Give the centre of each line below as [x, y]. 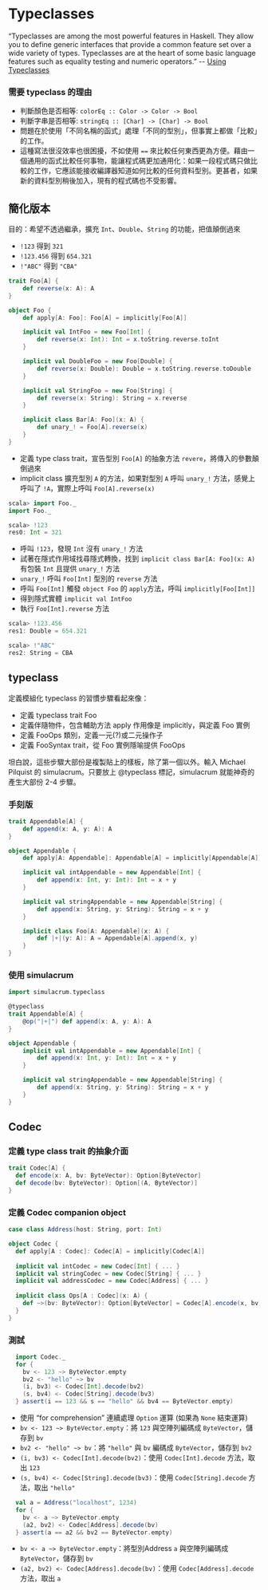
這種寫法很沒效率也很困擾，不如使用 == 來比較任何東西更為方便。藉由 [134, 151]
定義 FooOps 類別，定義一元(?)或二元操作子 [91, 735]
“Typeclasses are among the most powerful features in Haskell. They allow [131, 36]
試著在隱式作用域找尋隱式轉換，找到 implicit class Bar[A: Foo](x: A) [137, 558]
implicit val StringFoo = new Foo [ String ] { [98, 391]
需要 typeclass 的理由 [50, 92]
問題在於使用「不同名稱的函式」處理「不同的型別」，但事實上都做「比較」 [138, 131]
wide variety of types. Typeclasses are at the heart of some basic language [132, 53]
